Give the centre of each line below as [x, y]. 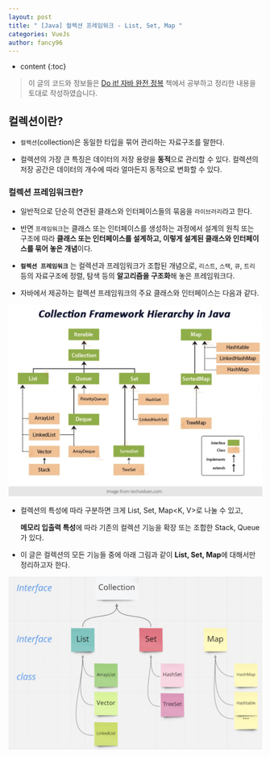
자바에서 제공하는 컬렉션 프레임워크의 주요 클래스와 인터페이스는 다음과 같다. [139, 293]
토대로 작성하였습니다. [63, 94]
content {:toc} [43, 67]
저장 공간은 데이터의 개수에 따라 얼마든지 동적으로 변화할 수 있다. [121, 169]
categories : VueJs [39, 34]
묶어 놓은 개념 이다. [64, 249]
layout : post [30, 17]
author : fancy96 [35, 43]
